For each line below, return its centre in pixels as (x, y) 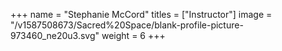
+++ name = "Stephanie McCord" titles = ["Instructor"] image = (141, 14)
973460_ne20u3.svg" (55, 35)
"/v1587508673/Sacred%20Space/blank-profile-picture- (127, 25)
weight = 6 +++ (133, 35)
